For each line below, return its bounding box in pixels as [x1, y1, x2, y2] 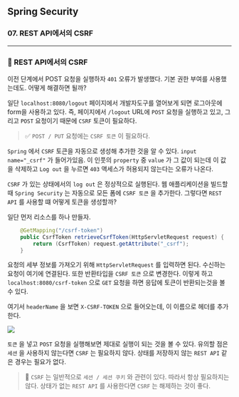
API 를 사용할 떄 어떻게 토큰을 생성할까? [7, 197, 117, 206]
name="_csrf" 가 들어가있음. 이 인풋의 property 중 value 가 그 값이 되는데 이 [7, 155, 219, 164]
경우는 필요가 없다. [14, 358, 66, 366]
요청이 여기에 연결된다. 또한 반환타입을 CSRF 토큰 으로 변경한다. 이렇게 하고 [7, 269, 213, 278]
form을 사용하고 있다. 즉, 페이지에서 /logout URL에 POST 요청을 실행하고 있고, [7, 107, 223, 116]
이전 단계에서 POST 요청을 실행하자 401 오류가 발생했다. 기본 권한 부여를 [7, 74, 208, 83]
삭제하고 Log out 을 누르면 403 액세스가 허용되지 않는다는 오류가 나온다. [14, 164, 213, 173]
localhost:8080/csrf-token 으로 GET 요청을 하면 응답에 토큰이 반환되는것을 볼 [7, 278, 225, 287]
